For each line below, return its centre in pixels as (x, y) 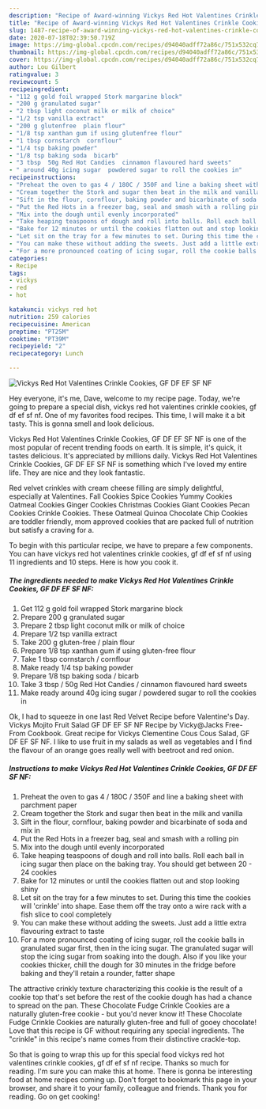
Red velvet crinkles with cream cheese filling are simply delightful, (116, 488)
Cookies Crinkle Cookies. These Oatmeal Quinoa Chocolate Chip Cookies (128, 513)
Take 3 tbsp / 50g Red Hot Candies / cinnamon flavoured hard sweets (134, 684)
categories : (28, 258)
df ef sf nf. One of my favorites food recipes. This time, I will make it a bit (127, 415)
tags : (18, 273)
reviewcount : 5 (34, 82)
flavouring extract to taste (62, 931)
